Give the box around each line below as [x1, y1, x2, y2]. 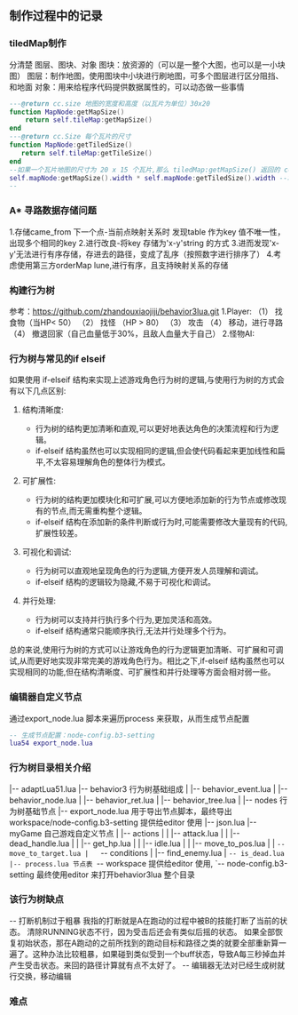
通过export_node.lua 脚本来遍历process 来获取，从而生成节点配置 [9, 713, 250, 723]
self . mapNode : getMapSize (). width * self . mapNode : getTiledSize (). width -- [9, 173, 288, 182]
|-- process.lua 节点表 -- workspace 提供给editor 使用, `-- [9, 858, 225, 868]
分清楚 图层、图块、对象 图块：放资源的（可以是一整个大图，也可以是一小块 [9, 59, 286, 69]
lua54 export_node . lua [9, 739, 93, 748]
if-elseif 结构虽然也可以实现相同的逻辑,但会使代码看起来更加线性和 [35, 445, 278, 456]
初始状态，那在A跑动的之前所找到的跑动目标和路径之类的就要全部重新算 [16, 937, 279, 948]
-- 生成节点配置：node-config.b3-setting [9, 731, 155, 739]
